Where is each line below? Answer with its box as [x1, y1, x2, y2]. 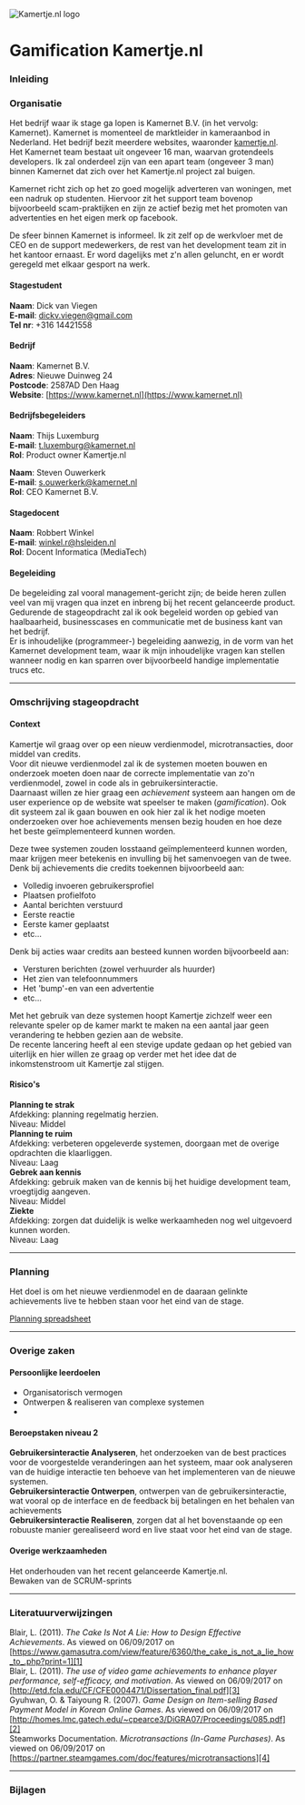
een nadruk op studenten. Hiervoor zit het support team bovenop [9, 193, 253, 204]
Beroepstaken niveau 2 [9, 1426, 99, 1438]
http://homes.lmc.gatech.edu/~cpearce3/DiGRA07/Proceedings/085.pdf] [12, 1713, 286, 1724]
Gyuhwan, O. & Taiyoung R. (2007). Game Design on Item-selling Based [9, 1694, 278, 1705]
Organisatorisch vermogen [22, 1387, 123, 1398]
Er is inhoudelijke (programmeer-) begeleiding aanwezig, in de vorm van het [9, 636, 294, 646]
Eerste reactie [22, 909, 75, 920]
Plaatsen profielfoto [22, 890, 97, 901]
